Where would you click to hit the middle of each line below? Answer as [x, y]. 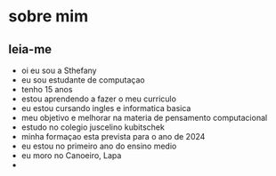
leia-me [30, 49]
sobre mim [49, 16]
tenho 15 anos [47, 89]
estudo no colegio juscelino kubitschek [93, 127]
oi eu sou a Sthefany [59, 70]
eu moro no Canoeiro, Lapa [71, 156]
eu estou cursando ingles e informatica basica [106, 108]
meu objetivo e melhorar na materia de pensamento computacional [144, 118]
